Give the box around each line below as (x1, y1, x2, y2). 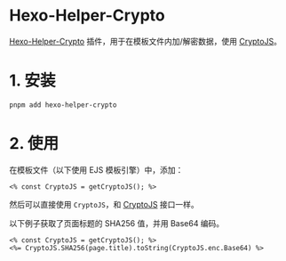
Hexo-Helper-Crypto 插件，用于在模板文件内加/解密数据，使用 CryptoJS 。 (9, 36, 282, 46)
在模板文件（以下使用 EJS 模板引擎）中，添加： (9, 164, 184, 175)
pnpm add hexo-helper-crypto (9, 100, 117, 110)
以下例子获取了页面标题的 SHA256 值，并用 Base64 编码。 (9, 217, 225, 228)
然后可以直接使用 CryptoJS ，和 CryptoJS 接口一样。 (9, 199, 200, 209)
